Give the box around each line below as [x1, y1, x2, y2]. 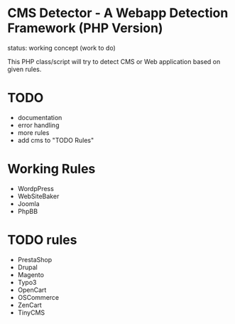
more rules [17, 128, 50, 136]
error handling [17, 121, 60, 129]
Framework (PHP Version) [7, 20, 163, 36]
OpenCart [17, 286, 47, 294]
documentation [17, 113, 62, 121]
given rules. [7, 65, 42, 73]
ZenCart [17, 301, 43, 309]
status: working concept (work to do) [7, 43, 116, 52]
